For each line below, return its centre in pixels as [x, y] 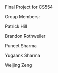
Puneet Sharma [21, 46]
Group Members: [23, 17]
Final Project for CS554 [29, 7]
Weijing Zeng [19, 65]
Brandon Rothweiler [25, 36]
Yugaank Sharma [23, 55]
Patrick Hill [16, 26]
